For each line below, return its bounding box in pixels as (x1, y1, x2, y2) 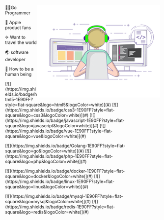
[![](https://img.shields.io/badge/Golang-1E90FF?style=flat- (5, 143, 126, 148)
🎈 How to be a (5, 66, 34, 72)
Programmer (5, 10, 31, 16)
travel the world (5, 39, 37, 45)
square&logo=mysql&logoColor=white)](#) (5, 199, 91, 204)
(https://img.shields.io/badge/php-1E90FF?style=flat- (5, 153, 113, 159)
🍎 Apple (5, 20, 21, 25)
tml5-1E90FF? (5, 97, 33, 102)
